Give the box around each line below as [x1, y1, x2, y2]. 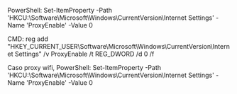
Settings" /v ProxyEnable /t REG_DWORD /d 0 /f [14, 49, 155, 58]
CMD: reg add [7, 35, 48, 43]
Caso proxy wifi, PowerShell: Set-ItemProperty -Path [7, 64, 162, 71]
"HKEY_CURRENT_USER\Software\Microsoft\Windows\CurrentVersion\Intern [7, 42, 231, 50]
